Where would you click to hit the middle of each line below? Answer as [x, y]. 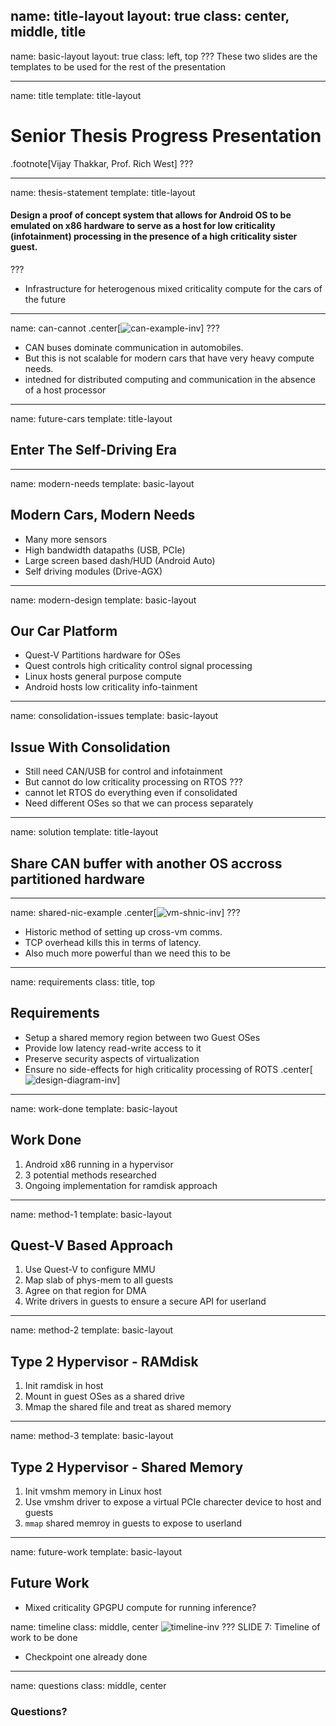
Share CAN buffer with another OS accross [146, 863]
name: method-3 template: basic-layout [92, 1436]
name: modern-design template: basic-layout [103, 600]
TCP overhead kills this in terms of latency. [113, 943]
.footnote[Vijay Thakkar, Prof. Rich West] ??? [102, 163]
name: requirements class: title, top [83, 982]
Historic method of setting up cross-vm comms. [123, 932]
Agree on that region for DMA [85, 1291]
